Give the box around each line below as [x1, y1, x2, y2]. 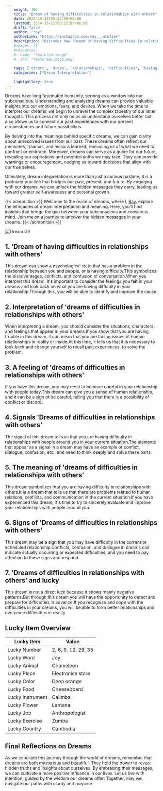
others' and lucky [5, 576, 60, 585]
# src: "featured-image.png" [14, 57, 75, 62]
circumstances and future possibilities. [5, 123, 82, 129]
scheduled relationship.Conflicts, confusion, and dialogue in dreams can [5, 544, 149, 550]
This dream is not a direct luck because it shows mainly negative [5, 589, 134, 595]
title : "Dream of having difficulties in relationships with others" [14, 12, 158, 17]
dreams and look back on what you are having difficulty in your [5, 284, 131, 290]
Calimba [51, 694, 71, 701]
